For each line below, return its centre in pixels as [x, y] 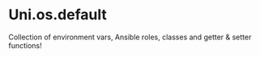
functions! [25, 45]
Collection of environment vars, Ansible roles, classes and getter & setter [130, 37]
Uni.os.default [58, 15]
